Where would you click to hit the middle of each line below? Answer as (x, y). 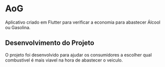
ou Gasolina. (18, 27)
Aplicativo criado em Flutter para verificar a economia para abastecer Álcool (83, 22)
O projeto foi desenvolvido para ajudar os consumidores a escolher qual (79, 55)
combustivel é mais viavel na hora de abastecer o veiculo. (64, 60)
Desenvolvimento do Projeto (50, 43)
